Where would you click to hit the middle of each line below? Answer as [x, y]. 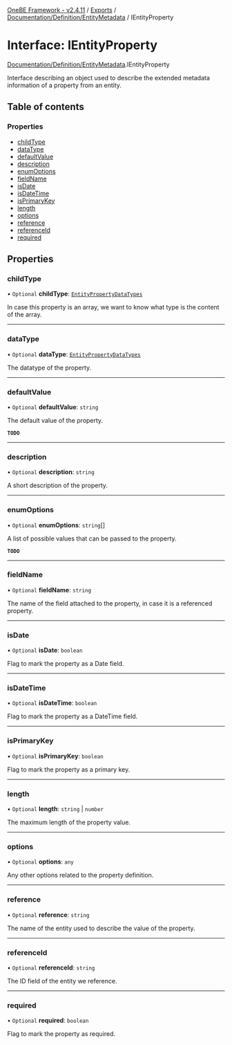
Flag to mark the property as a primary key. [69, 769]
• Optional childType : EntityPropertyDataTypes [75, 294]
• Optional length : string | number [56, 808]
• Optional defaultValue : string [53, 407]
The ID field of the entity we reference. [62, 981]
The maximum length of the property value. [69, 822]
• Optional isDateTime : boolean [52, 703]
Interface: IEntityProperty [82, 45]
